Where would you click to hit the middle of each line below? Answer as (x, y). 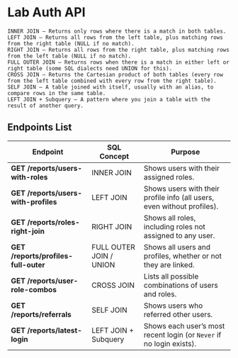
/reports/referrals (41, 314)
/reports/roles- (53, 222)
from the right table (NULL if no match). (71, 43)
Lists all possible (171, 276)
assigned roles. (169, 177)
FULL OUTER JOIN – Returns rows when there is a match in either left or (119, 62)
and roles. (160, 293)
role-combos (34, 289)
